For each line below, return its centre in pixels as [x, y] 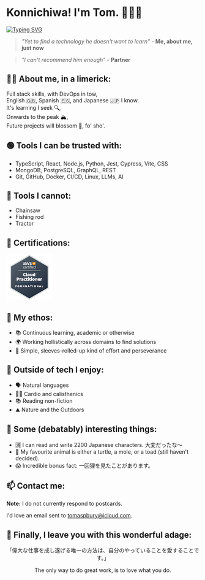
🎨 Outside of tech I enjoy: [55, 370]
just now [32, 48]
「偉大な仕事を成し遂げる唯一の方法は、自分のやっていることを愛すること [100, 551]
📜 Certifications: [38, 242]
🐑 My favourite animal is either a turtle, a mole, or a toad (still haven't [102, 452]
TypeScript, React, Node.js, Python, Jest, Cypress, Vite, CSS [91, 163]
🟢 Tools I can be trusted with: [64, 146]
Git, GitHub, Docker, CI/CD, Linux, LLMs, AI [69, 177]
